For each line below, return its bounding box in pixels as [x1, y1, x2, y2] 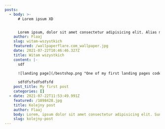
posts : [4, 7, 18, 12]
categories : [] [13, 89, 45, 94]
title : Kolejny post [13, 102, 56, 108]
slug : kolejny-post [13, 117, 54, 122]
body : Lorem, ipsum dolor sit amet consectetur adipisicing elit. [13, 112, 153, 117]
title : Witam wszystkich [13, 52, 65, 57]
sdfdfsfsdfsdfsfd [17, 80, 54, 85]
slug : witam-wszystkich [13, 39, 63, 44]
